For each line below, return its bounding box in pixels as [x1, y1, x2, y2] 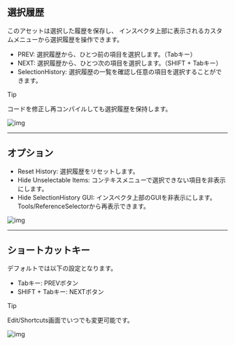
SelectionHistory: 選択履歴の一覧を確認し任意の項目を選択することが [17, 67, 216, 75]
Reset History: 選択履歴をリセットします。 [17, 167, 139, 175]
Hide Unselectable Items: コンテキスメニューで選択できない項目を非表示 [17, 175, 226, 184]
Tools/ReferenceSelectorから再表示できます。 [17, 202, 150, 210]
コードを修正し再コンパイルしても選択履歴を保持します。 [7, 104, 172, 113]
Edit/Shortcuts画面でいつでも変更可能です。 [7, 316, 134, 325]
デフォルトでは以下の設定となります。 [7, 264, 117, 272]
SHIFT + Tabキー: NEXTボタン [17, 288, 104, 296]
